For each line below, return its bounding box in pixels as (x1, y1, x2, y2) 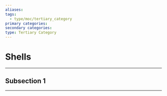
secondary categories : (5, 26, 52, 31)
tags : (5, 12, 16, 17)
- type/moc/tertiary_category (9, 16, 72, 21)
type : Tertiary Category (5, 30, 57, 35)
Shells (5, 51, 31, 63)
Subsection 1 (5, 77, 46, 85)
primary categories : (5, 21, 48, 26)
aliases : (5, 7, 23, 12)
